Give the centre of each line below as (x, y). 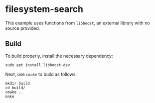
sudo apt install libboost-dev (38, 65)
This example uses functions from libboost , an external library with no (78, 23)
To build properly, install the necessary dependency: (59, 56)
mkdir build (17, 83)
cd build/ (15, 88)
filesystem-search (44, 9)
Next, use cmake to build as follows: (41, 74)
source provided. (23, 28)
